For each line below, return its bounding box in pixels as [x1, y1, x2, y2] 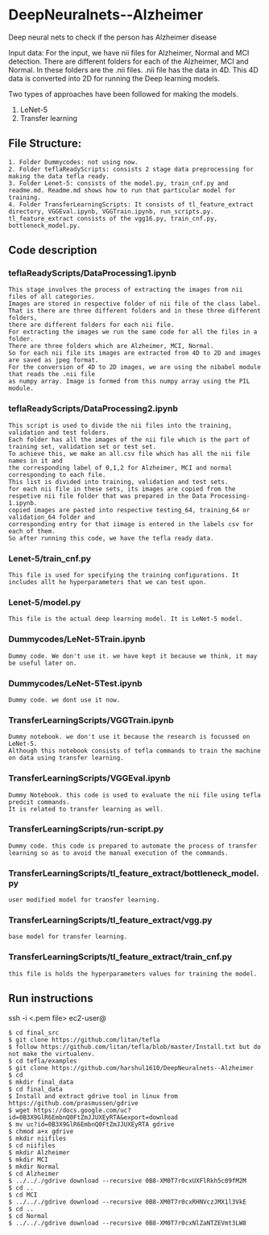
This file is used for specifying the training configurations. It [8, 571, 240, 579]
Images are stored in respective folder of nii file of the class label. [8, 300, 262, 308]
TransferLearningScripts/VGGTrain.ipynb [8, 715, 175, 726]
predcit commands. [8, 798, 70, 806]
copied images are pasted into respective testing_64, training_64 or [8, 506, 250, 514]
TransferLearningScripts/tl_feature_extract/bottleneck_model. [8, 868, 259, 879]
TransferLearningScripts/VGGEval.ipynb [8, 773, 171, 784]
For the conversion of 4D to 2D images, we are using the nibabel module [8, 363, 262, 371]
